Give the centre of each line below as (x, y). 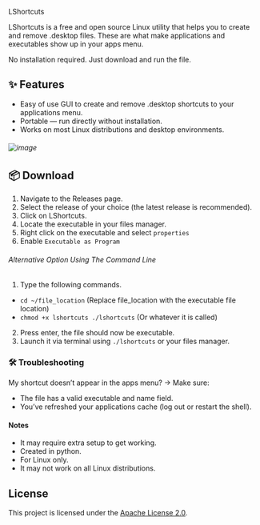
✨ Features (36, 84)
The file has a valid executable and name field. (96, 398)
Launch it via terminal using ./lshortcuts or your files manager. (125, 341)
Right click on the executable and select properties (104, 233)
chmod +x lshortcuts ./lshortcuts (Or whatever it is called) (118, 317)
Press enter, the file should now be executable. (97, 332)
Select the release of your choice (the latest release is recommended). (136, 207)
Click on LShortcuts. (53, 216)
